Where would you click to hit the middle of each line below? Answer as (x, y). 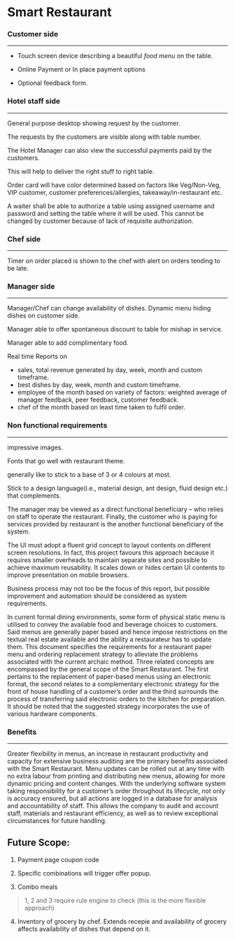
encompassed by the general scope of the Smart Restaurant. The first (108, 669)
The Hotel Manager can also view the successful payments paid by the (109, 150)
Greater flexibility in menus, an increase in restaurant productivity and (108, 754)
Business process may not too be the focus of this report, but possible (108, 588)
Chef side (24, 239)
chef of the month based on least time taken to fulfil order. (101, 407)
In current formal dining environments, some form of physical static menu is (116, 617)
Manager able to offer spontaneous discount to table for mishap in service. (115, 329)
